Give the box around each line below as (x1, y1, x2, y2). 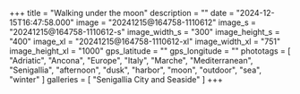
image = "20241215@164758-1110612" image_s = (75, 17, 257, 28)
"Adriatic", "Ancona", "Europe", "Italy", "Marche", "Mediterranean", (9, 56, 253, 65)
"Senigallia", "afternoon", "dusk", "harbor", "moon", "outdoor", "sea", (9, 64, 262, 75)
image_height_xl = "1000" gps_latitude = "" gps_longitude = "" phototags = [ (9, 46, 291, 56)
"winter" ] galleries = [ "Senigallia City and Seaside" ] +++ (9, 74, 224, 84)
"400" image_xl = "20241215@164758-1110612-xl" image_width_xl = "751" (9, 36, 280, 47)
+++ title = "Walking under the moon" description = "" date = (9, 8, 235, 18)
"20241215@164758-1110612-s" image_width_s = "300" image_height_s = (9, 27, 280, 37)
